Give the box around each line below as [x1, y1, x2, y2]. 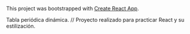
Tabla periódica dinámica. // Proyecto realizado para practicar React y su [6, 16, 185, 23]
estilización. [6, 23, 36, 29]
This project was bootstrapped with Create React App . [6, 5, 140, 12]
